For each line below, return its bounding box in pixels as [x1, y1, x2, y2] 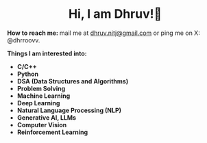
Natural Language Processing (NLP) [16, 106, 122, 114]
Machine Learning [16, 92, 71, 100]
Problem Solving [16, 84, 66, 92]
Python [16, 70, 39, 78]
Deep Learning [16, 99, 60, 107]
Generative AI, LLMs [16, 113, 77, 122]
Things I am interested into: [7, 49, 87, 57]
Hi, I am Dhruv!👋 [68, 6, 162, 22]
